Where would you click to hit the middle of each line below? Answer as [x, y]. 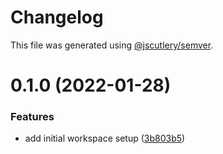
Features [32, 117]
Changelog [57, 17]
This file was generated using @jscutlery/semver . [112, 45]
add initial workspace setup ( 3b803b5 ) [105, 138]
